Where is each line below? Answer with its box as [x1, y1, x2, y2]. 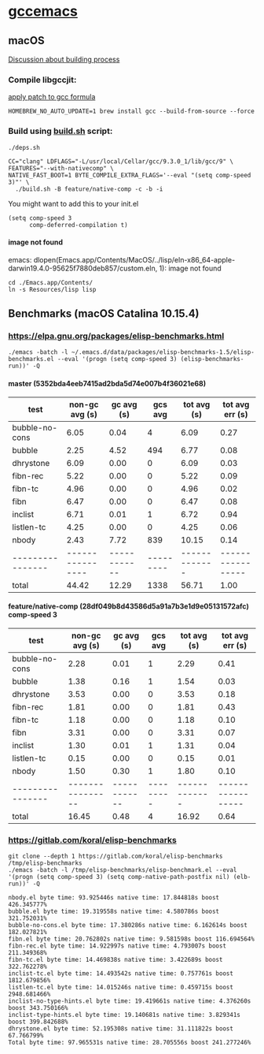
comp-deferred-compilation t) [28, 221, 128, 229]
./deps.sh [8, 143, 41, 151]
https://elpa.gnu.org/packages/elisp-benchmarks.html [8, 330, 225, 341]
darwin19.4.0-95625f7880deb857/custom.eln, [8, 263, 158, 273]
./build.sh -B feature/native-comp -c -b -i [15, 184, 163, 193]
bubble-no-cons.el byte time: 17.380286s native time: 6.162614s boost [8, 922, 247, 929]
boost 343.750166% [8, 1004, 68, 1012]
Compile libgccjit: [8, 74, 77, 85]
